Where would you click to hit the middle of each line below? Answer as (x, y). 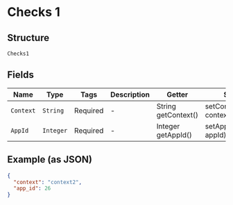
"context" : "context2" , (48, 182)
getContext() (178, 115)
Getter (177, 95)
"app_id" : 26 (32, 188)
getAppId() (174, 135)
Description (130, 95)
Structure (28, 38)
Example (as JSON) (50, 159)
